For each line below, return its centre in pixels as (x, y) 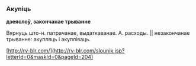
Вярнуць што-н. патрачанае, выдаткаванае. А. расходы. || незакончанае (98, 33)
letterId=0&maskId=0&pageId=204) (50, 57)
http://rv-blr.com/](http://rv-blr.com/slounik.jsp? (66, 51)
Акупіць (19, 9)
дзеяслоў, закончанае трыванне (48, 22)
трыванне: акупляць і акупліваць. (48, 39)
